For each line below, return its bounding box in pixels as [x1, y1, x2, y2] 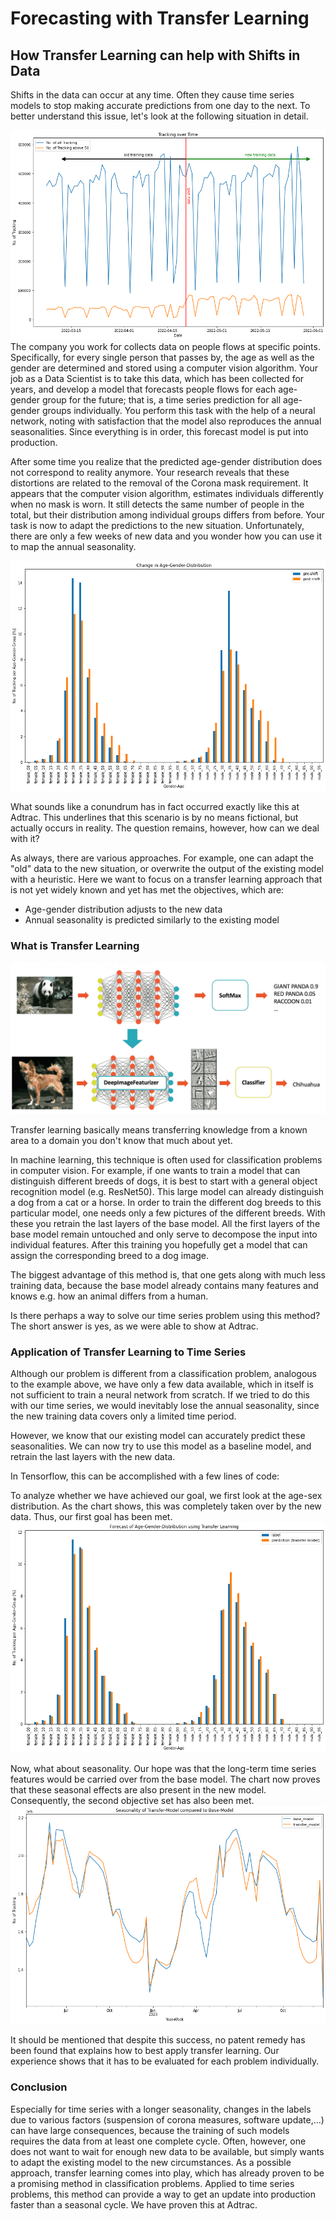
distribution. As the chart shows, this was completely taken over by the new [10, 1500, 322, 1512]
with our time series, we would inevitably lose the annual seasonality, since [10, 1400, 320, 1412]
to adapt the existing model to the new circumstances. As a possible [10, 2156, 292, 2168]
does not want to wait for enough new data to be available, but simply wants [10, 2145, 325, 2157]
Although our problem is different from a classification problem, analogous [10, 1368, 318, 1380]
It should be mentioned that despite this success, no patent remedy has [10, 2034, 306, 2046]
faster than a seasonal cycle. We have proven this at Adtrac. [10, 2198, 258, 2211]
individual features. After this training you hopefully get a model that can [10, 1238, 308, 1251]
